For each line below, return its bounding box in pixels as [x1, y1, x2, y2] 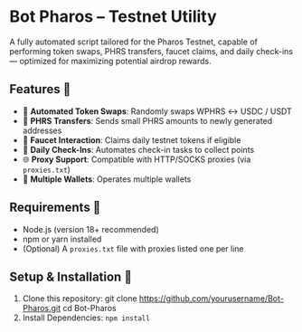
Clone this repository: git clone [22, 293, 137, 304]
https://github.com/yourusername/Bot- [138, 293, 285, 304]
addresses [22, 125, 62, 136]
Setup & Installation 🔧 [9, 269, 133, 284]
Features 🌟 [9, 81, 71, 97]
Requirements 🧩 [9, 200, 101, 215]
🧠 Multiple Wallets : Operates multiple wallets [22, 174, 192, 185]
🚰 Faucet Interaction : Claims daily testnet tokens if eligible [22, 134, 241, 146]
